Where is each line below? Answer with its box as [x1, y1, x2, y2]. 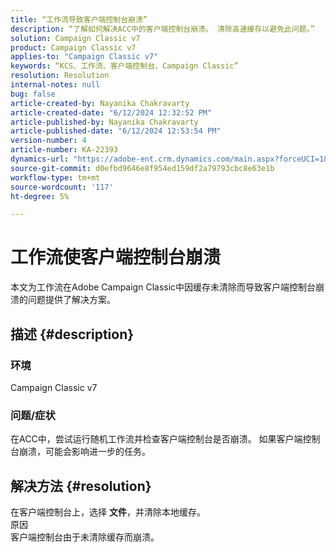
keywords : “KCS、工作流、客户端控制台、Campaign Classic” [10, 61, 239, 71]
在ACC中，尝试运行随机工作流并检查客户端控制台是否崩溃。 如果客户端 [10, 433, 303, 445]
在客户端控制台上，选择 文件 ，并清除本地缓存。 [10, 506, 206, 518]
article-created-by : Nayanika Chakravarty [10, 98, 190, 108]
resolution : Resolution [10, 71, 110, 81]
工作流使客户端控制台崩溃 [10, 246, 222, 269]
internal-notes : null [10, 80, 101, 90]
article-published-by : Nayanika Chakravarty [10, 117, 199, 127]
